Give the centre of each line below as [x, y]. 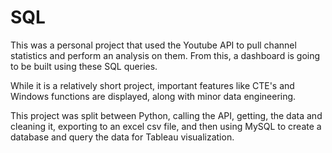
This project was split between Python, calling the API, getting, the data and [166, 115]
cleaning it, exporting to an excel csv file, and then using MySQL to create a [166, 126]
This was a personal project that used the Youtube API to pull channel [153, 45]
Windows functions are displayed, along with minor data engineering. [153, 96]
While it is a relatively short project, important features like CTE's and [152, 85]
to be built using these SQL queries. [84, 66]
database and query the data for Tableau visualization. [122, 137]
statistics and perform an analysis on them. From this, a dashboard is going [165, 55]
